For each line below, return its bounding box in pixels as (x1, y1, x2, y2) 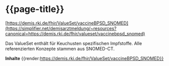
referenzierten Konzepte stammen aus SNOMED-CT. (5, 45, 115, 51)
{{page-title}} (5, 3, 65, 15)
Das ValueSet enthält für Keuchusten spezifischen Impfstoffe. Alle (5, 40, 142, 46)
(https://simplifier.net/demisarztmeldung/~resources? (5, 25, 117, 31)
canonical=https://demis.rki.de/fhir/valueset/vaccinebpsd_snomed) (5, 30, 145, 36)
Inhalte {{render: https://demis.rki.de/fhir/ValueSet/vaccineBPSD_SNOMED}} (5, 55, 164, 61)
